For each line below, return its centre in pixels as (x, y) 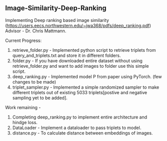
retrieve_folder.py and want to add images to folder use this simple (81, 66)
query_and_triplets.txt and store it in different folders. (66, 55)
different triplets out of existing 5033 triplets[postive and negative (80, 92)
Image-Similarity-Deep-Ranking (56, 8)
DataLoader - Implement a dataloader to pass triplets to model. (77, 128)
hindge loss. (25, 122)
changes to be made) (34, 82)
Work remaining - (23, 107)
